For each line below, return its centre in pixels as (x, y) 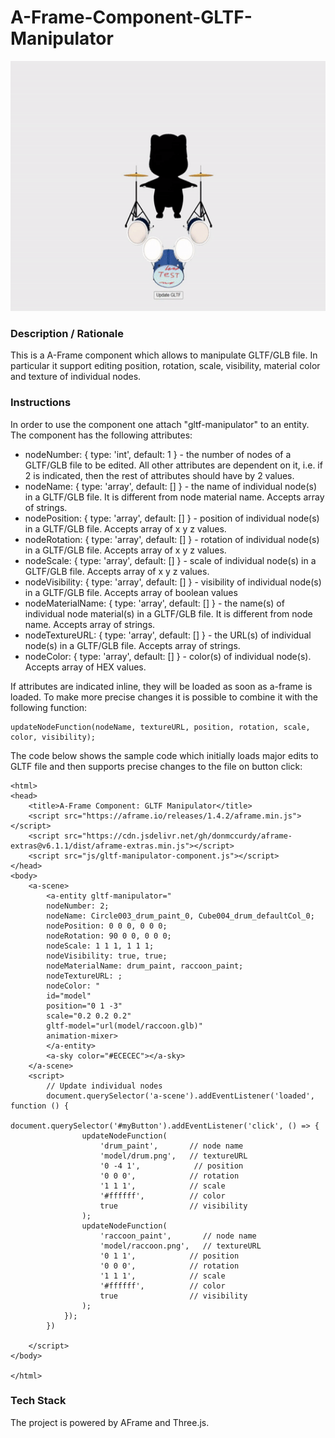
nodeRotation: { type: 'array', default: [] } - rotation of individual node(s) (172, 539)
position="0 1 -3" (84, 1006)
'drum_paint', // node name (171, 1146)
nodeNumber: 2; (78, 906)
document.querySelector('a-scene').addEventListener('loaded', (180, 1096)
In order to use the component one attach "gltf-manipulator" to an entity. (160, 424)
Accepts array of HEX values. (85, 667)
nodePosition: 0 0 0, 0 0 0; (107, 926)
